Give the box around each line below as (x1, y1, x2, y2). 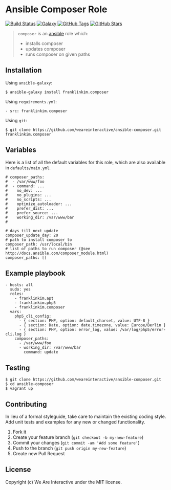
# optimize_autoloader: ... (5, 201, 72, 207)
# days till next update (5, 228, 58, 233)
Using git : (5, 117, 27, 123)
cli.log (5, 331, 22, 337)
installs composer (25, 40, 63, 47)
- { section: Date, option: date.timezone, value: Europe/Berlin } (18, 323, 166, 328)
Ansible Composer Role (5, 4, 108, 15)
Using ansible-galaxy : (5, 79, 53, 85)
